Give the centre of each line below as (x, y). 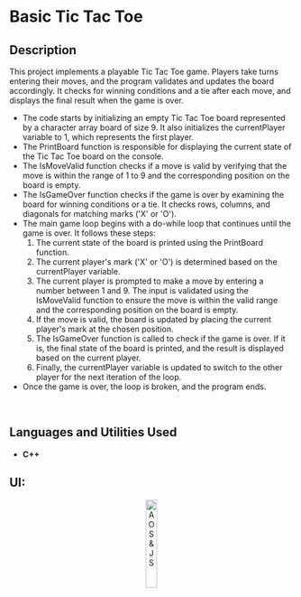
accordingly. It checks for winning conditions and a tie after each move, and (150, 91)
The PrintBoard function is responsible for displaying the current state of (157, 147)
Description (43, 50)
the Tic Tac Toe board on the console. (93, 156)
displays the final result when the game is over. (97, 100)
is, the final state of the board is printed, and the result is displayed (160, 348)
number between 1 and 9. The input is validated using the (142, 290)
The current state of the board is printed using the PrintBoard (150, 243)
